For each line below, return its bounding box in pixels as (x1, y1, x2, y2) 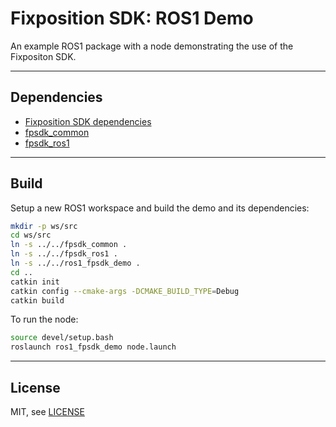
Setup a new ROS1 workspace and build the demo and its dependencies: (10, 202, 310, 214)
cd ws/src (10, 230, 52, 241)
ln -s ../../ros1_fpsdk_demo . (10, 258, 141, 269)
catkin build (10, 295, 65, 306)
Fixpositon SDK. (10, 50, 77, 62)
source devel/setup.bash (10, 333, 114, 343)
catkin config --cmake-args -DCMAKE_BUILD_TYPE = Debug (10, 286, 240, 296)
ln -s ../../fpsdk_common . (10, 240, 128, 250)
